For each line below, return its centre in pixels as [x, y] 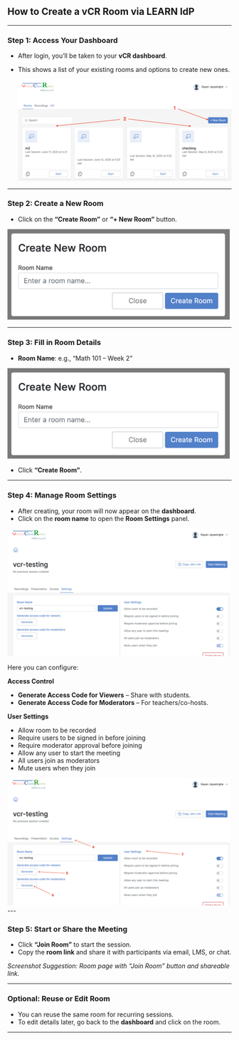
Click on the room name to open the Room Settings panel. [103, 518]
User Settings [28, 716]
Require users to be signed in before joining [81, 738]
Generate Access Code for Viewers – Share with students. [104, 695]
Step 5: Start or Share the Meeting [68, 929]
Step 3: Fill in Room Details [54, 343]
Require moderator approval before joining [80, 745]
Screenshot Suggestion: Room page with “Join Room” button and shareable [118, 966]
